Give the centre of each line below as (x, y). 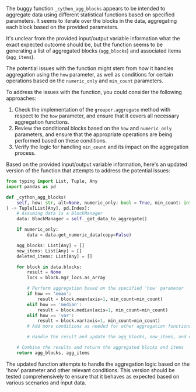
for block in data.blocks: (49, 267)
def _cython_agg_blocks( (36, 197)
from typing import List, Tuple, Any (52, 181)
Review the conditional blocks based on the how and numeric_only (93, 128)
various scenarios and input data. (46, 383)
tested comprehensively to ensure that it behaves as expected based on (93, 376)
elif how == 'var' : (51, 315)
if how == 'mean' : (49, 294)
